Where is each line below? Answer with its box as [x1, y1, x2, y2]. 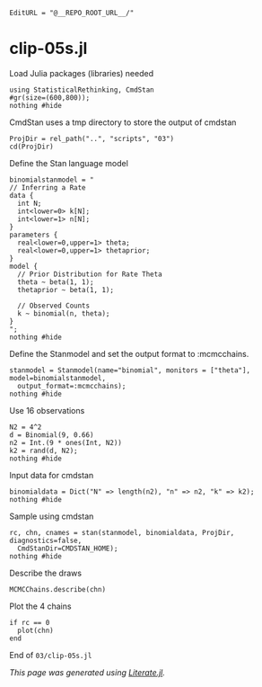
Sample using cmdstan [9, 511, 94, 522]
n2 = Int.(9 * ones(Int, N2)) [9, 438, 123, 447]
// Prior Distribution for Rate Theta [17, 270, 163, 279]
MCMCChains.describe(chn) [9, 584, 106, 593]
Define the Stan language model [9, 157, 128, 168]
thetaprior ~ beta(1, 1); [17, 285, 115, 294]
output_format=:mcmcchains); [17, 381, 127, 390]
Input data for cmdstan [9, 469, 94, 480]
